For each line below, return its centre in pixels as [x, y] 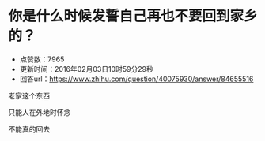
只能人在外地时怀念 [40, 112]
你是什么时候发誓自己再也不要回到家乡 [133, 16]
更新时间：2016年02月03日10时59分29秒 [87, 69]
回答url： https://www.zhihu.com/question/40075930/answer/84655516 [136, 79]
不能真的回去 [29, 129]
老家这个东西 [29, 95]
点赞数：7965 [42, 59]
